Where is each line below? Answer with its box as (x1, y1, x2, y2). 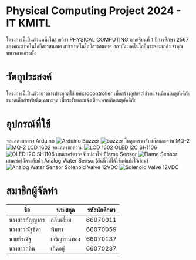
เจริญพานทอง (50, 235, 80, 243)
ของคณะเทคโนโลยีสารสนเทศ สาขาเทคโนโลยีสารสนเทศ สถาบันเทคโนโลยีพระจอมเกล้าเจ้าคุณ (6, 42, 184, 49)
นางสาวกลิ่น (9, 244, 35, 252)
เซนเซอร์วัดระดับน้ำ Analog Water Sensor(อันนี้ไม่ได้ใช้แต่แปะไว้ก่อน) (6, 157, 148, 164)
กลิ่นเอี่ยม (50, 215, 72, 224)
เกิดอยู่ (50, 244, 65, 252)
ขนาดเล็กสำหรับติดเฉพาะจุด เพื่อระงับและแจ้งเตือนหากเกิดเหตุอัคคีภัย (6, 96, 137, 103)
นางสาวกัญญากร (9, 215, 45, 224)
